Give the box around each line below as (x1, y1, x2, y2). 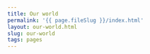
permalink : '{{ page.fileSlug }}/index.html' (7, 17, 144, 24)
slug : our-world (7, 29, 55, 37)
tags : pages (7, 36, 42, 43)
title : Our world (7, 10, 59, 18)
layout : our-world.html (7, 23, 78, 30)
